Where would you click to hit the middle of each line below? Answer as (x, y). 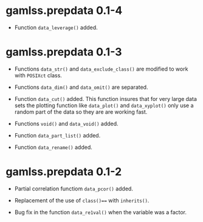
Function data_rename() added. (53, 147)
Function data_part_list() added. (57, 135)
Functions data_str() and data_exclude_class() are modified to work (101, 69)
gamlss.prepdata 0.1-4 (64, 11)
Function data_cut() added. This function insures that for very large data (105, 99)
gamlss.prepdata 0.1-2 (64, 172)
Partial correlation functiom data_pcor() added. (74, 189)
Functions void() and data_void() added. (67, 123)
